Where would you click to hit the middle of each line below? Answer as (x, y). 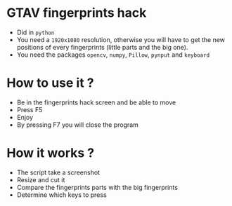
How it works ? (51, 153)
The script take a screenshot (58, 172)
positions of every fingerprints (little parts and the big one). (102, 47)
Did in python (36, 32)
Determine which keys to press (62, 195)
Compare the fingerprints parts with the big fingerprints (97, 187)
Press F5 (30, 109)
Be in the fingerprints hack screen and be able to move (96, 102)
